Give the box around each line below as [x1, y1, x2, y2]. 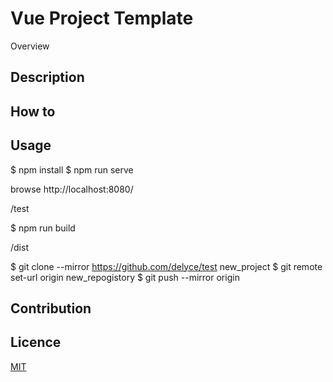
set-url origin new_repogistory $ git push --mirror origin [10, 271, 240, 283]
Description [10, 69, 85, 86]
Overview [10, 40, 50, 52]
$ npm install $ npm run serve [10, 163, 134, 176]
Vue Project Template [10, 7, 194, 30]
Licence [10, 334, 62, 351]
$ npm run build [10, 222, 76, 234]
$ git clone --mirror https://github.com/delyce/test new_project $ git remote [10, 260, 323, 272]
